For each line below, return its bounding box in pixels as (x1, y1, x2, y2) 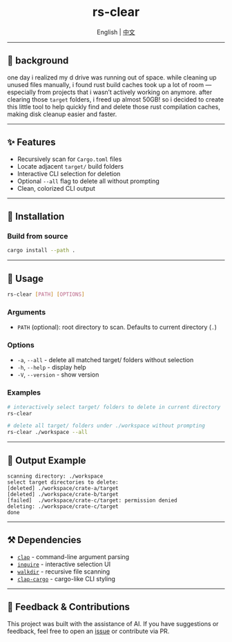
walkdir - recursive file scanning (17, 567, 110, 576)
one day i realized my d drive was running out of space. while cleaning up (7, 73, 217, 82)
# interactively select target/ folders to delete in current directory (7, 404, 221, 410)
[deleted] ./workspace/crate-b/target (7, 491, 119, 498)
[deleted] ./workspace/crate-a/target (7, 485, 119, 492)
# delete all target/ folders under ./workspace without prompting (7, 422, 206, 429)
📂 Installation (7, 210, 65, 222)
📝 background (7, 55, 69, 66)
